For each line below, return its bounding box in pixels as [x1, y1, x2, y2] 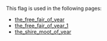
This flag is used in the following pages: [6, 5, 102, 12]
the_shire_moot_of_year [14, 28, 72, 35]
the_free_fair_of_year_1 [14, 23, 69, 29]
